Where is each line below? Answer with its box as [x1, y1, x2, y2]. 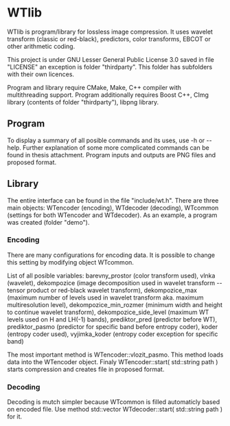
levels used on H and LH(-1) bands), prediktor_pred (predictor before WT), [7, 315, 218, 324]
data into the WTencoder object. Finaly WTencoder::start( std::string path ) [7, 357, 218, 366]
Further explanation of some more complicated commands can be [23, 143, 209, 152]
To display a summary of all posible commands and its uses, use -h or [7, 136, 205, 144]
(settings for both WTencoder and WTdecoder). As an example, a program [7, 211, 218, 219]
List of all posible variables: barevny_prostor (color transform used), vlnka [7, 271, 216, 280]
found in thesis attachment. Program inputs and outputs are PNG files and [7, 150, 216, 159]
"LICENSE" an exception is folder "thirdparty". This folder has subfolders [7, 63, 213, 71]
